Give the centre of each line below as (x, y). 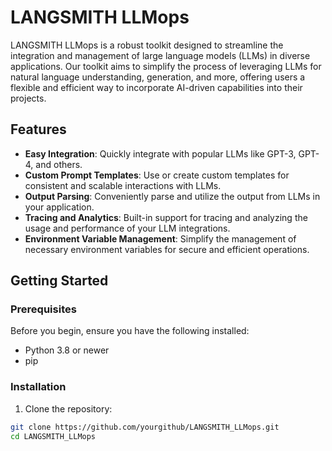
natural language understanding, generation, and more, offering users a (158, 77)
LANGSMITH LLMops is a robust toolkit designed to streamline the (147, 45)
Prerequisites (43, 309)
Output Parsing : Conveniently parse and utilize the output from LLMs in (172, 196)
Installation (38, 387)
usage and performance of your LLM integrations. (127, 228)
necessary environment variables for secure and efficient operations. (167, 249)
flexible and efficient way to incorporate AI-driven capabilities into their (156, 87)
